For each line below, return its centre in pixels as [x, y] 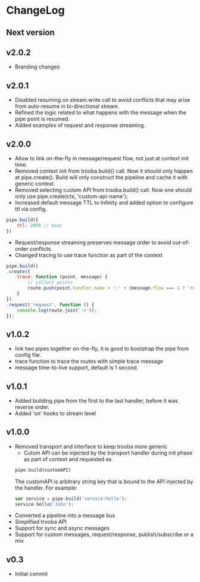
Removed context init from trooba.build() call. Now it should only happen [104, 171]
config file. [28, 355]
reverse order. [32, 407]
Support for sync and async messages [62, 528]
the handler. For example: [46, 488]
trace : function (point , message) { [62, 277]
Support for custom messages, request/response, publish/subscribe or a [104, 534]
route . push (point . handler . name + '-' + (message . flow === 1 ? [106, 288]
